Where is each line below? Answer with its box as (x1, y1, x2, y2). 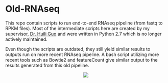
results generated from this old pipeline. (5, 62, 89, 68)
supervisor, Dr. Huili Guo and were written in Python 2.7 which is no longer (5, 31, 162, 37)
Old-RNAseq (5, 3, 60, 15)
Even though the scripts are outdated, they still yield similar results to (5, 46, 151, 52)
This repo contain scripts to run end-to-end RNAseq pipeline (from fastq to (5, 20, 163, 26)
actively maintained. (5, 36, 47, 42)
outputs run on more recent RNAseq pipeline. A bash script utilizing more (5, 51, 159, 58)
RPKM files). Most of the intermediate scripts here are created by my (5, 25, 150, 31)
